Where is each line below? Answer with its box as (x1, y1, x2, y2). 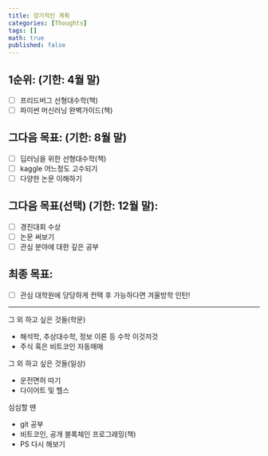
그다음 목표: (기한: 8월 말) (8, 131, 128, 144)
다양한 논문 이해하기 (19, 174, 82, 183)
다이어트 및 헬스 (19, 385, 69, 395)
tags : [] (8, 26, 37, 34)
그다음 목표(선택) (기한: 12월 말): (8, 199, 159, 213)
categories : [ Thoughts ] (8, 19, 88, 27)
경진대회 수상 (19, 222, 61, 231)
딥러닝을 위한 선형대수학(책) (19, 153, 107, 163)
